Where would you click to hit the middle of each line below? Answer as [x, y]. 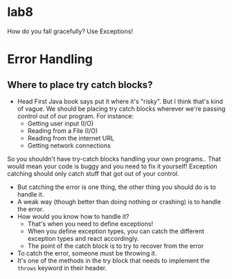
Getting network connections [69, 145]
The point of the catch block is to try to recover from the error [116, 246]
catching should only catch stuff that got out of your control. [93, 173]
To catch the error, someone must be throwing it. [87, 253]
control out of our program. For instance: [75, 116]
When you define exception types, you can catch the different [116, 231]
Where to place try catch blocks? [80, 85]
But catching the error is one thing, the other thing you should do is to [116, 187]
